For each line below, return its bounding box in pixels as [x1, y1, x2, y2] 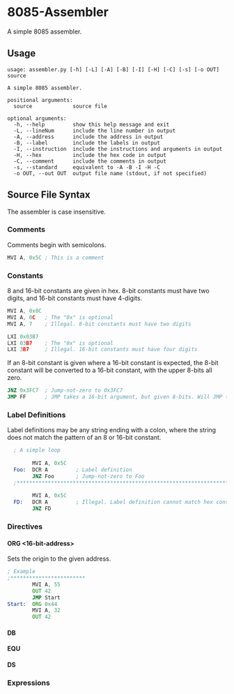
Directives [7, 522, 43, 531]
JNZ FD [32, 505, 52, 512]
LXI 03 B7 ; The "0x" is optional [7, 339, 114, 346]
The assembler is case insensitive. [7, 207, 107, 216]
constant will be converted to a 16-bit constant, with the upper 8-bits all [7, 366, 212, 374]
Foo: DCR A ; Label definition [13, 466, 132, 473]
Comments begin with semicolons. [7, 240, 107, 249]
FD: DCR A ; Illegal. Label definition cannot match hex [13, 499, 214, 506]
